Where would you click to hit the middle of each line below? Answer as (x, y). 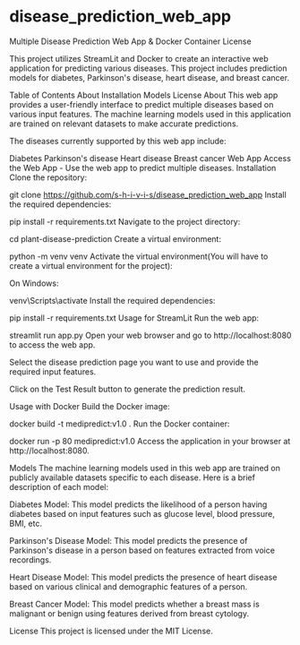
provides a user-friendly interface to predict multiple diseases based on (141, 104)
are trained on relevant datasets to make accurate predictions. (124, 124)
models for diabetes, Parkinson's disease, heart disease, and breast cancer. (149, 77)
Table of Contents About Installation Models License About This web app (144, 95)
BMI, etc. (26, 523)
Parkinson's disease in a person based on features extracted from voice (142, 550)
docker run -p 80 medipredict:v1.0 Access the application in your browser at (150, 441)
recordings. (30, 559)
